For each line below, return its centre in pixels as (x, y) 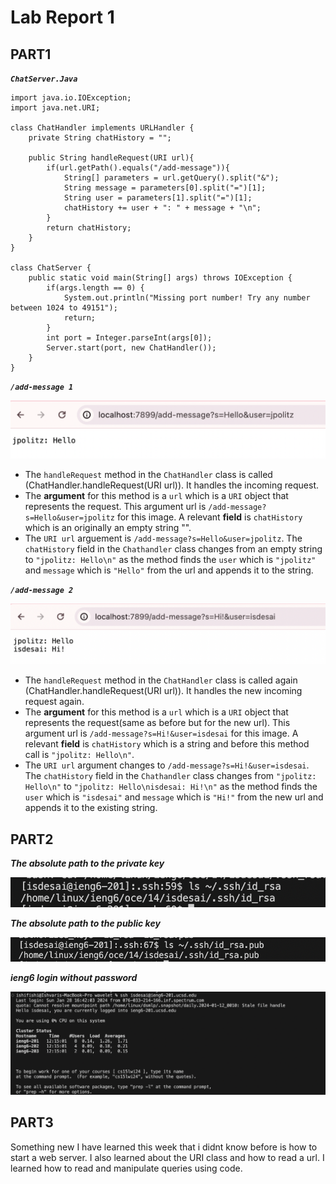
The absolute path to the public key (85, 923)
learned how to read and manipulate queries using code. (126, 1168)
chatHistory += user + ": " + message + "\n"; (162, 208)
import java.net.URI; (55, 108)
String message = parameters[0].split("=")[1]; (165, 188)
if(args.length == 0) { (95, 288)
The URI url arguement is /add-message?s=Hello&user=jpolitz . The (163, 538)
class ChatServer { (51, 268)
